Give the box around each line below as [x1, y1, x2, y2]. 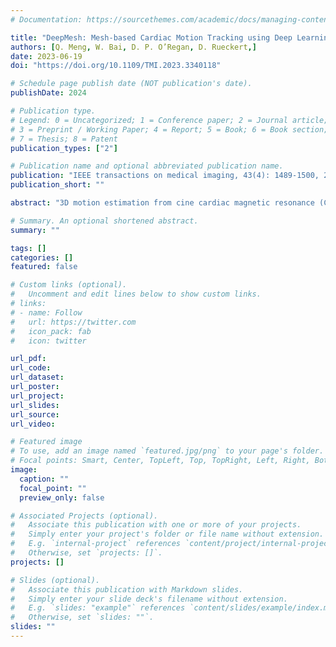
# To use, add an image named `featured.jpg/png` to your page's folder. [10, 446, 325, 456]
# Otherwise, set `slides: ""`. [10, 612, 155, 623]
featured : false [10, 262, 78, 272]
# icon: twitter [10, 336, 87, 346]
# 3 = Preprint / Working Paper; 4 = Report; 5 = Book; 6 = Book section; [10, 124, 329, 135]
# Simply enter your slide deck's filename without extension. [10, 594, 288, 604]
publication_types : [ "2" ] [10, 143, 118, 153]
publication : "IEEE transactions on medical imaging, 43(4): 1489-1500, [10, 171, 320, 181]
